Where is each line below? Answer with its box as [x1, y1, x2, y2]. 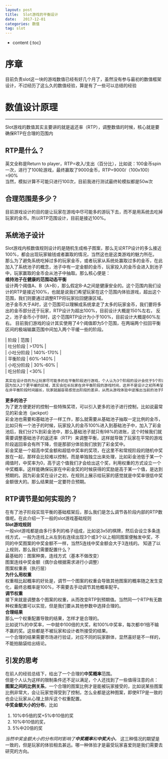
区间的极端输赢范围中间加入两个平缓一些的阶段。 [5, 326, 106, 333]
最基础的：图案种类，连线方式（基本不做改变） [5, 552, 101, 558]
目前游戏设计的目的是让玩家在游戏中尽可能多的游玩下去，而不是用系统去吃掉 [5, 209, 163, 215]
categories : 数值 [5, 21, 40, 27]
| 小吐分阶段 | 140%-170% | [5, 350, 61, 356]
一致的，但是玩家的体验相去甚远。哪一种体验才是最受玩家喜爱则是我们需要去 [5, 741, 163, 748]
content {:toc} [12, 40, 41, 46]
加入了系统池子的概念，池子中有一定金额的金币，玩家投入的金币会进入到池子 [5, 264, 163, 270]
